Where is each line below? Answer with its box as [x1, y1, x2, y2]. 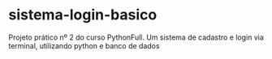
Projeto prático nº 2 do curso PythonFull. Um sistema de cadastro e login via [8, 32, 264, 42]
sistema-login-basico [8, 6, 158, 24]
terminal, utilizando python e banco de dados [8, 40, 160, 50]
